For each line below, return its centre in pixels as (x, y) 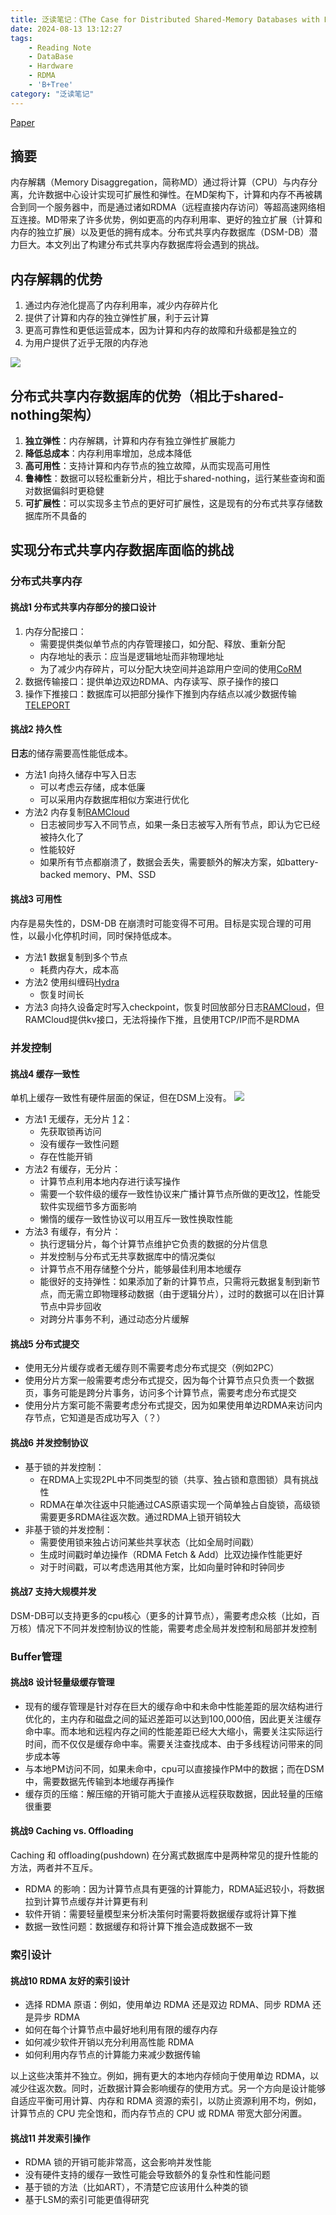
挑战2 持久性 (36, 729)
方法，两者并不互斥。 (54, 1868)
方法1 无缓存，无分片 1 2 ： (78, 1119)
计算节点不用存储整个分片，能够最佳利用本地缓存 (140, 1269)
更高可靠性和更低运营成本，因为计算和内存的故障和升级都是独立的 (160, 330)
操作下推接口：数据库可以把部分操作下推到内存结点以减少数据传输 (160, 693)
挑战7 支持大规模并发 (53, 1592)
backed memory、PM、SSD (98, 874)
